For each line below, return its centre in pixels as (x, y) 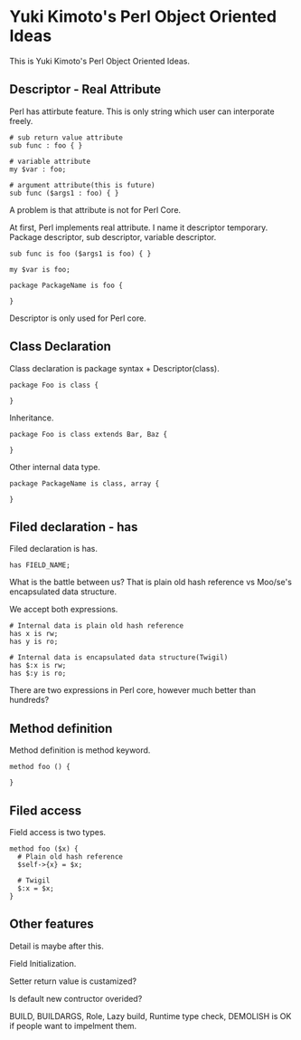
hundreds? (29, 700)
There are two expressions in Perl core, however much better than (132, 690)
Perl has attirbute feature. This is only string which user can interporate (142, 111)
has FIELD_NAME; (40, 565)
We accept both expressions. (64, 610)
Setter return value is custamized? (73, 981)
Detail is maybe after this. (56, 946)
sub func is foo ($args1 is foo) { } (80, 254)
